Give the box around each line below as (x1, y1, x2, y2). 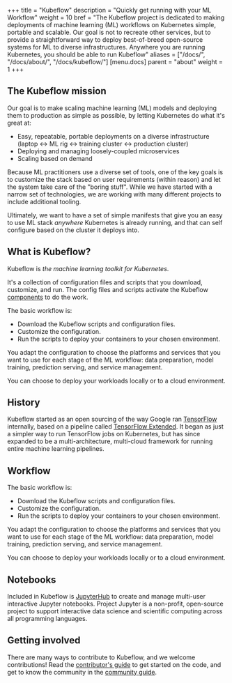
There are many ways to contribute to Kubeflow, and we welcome (7, 653, 196, 661)
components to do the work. (7, 293, 88, 301)
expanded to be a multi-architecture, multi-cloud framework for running (7, 437, 213, 445)
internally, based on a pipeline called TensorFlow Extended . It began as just (7, 422, 224, 431)
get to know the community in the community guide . (7, 668, 157, 676)
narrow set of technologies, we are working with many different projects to (7, 190, 222, 198)
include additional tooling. (7, 197, 82, 206)
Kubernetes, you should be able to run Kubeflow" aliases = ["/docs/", (7, 50, 206, 59)
